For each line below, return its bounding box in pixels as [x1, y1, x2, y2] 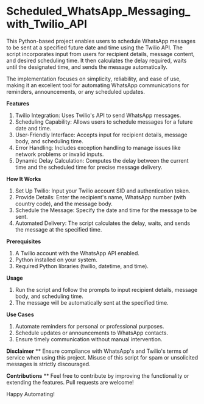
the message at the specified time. [15, 225, 102, 233]
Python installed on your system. [15, 256, 97, 263]
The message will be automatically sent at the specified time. [15, 299, 169, 306]
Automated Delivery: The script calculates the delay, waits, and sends [15, 219, 191, 227]
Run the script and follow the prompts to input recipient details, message [15, 286, 198, 293]
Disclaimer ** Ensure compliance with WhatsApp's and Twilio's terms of [6, 347, 189, 355]
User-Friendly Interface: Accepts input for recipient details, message [15, 131, 188, 138]
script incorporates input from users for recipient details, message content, [6, 50, 195, 57]
